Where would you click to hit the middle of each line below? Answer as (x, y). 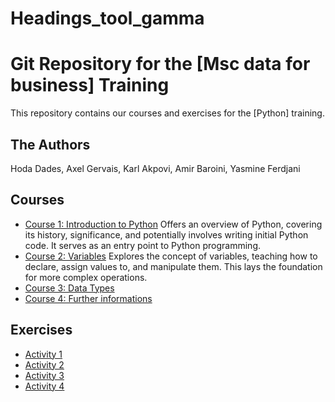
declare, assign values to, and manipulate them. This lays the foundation (173, 266)
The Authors (50, 144)
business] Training (90, 85)
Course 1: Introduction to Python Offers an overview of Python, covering (173, 224)
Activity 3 (44, 375)
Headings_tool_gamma (107, 18)
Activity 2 (44, 364)
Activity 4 (44, 386)
